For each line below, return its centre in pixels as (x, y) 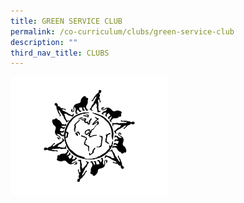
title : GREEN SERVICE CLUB (66, 21)
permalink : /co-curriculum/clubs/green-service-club (122, 31)
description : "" (44, 42)
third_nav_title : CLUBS (60, 53)
